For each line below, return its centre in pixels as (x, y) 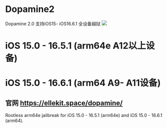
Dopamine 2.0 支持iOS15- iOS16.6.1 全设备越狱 (53, 23)
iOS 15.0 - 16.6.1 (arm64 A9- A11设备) (83, 83)
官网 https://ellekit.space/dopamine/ (64, 103)
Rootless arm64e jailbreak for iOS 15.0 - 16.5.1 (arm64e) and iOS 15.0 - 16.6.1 (84, 115)
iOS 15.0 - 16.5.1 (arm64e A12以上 (76, 46)
